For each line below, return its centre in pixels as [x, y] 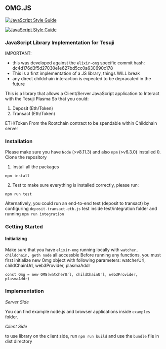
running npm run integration [35, 214]
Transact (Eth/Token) [34, 114]
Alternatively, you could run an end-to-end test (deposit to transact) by [77, 203]
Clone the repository [26, 157]
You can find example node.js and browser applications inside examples [78, 311]
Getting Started [24, 227]
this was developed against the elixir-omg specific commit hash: [79, 63]
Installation [19, 142]
